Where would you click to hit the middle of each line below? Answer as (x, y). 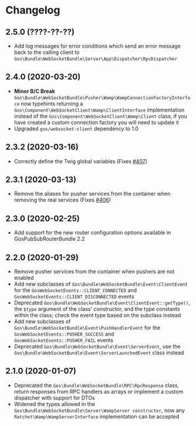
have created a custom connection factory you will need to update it (97, 122)
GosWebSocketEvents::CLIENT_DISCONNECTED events (74, 297)
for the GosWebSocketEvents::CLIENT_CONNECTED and (75, 290)
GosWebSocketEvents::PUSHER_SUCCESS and (64, 334)
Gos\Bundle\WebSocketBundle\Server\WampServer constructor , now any (99, 410)
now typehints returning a (52, 103)
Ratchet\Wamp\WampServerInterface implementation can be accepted (97, 416)
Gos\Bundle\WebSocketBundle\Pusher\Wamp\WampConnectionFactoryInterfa (102, 98)
